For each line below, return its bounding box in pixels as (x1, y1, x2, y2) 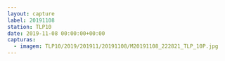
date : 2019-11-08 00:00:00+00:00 (7, 29, 105, 37)
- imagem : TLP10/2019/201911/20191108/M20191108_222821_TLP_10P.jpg (13, 43, 219, 50)
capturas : (7, 36, 37, 43)
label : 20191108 (7, 17, 55, 24)
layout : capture (7, 10, 55, 18)
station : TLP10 (7, 23, 52, 30)
